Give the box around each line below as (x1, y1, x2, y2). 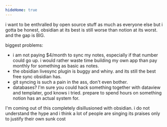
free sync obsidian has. (12, 73, 62, 79)
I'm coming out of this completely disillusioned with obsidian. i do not (5, 105, 150, 111)
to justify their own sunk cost (5, 115, 66, 122)
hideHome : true (5, 7, 38, 13)
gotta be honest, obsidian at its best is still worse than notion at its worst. (5, 26, 158, 33)
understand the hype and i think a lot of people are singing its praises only (5, 110, 160, 116)
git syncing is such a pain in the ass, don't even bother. (12, 79, 128, 85)
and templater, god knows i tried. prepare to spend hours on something (12, 89, 162, 96)
